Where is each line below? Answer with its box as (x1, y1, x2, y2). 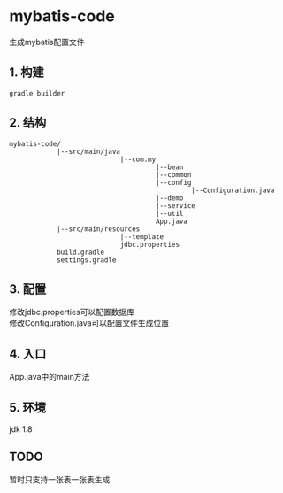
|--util (155, 209, 184, 218)
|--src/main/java (56, 147, 121, 156)
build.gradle (56, 248, 104, 257)
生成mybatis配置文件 (9, 36, 85, 47)
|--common (155, 170, 192, 179)
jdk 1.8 (9, 424, 33, 435)
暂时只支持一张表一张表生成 (9, 474, 111, 484)
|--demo (155, 193, 184, 203)
